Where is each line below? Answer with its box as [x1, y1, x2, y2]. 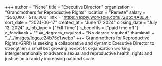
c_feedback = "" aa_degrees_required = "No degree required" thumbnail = [5, 30, 155, 35]
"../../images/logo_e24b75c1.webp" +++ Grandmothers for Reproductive [5, 35, 150, 41]
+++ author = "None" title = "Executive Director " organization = [5, 4, 134, 10]
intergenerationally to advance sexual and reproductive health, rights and [5, 50, 152, 56]
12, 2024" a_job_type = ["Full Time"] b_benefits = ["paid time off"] [5, 25, 138, 31]
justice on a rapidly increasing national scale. [5, 56, 96, 61]
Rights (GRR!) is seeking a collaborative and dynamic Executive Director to [5, 40, 155, 46]
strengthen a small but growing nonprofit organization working [5, 46, 131, 51]
